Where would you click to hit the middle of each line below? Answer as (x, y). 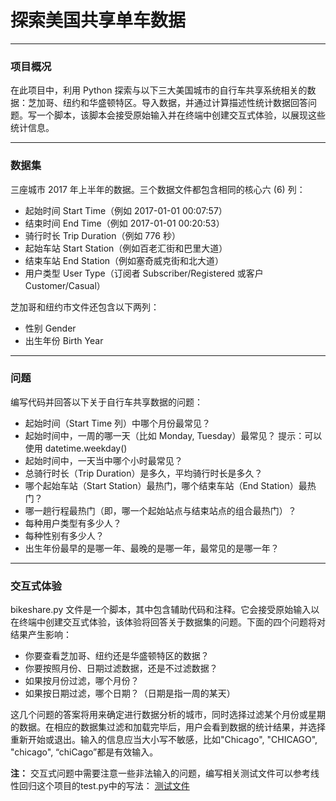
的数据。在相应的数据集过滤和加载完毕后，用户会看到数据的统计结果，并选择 (168, 727)
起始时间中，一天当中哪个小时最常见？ (103, 460)
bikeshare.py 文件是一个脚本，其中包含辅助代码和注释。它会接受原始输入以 (165, 610)
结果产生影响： (41, 635)
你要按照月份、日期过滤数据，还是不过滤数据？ (121, 668)
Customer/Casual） (65, 285)
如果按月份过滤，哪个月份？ (82, 681)
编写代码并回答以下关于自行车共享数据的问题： (106, 402)
